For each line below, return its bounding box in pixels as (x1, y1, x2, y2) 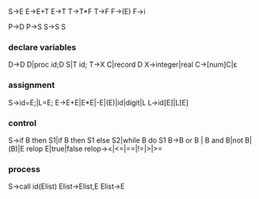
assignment (8, 79, 55, 90)
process (8, 163, 41, 174)
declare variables (8, 41, 77, 52)
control (8, 117, 37, 128)
